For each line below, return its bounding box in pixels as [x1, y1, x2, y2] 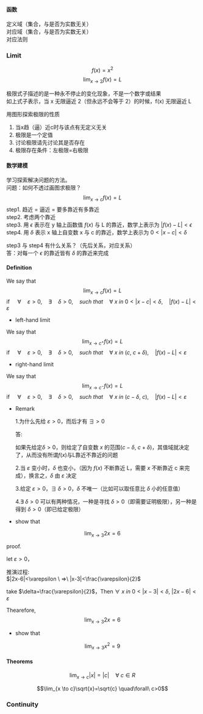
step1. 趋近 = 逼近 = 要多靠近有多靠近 [6, 206, 100, 213]
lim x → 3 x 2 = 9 [84, 641, 121, 651]
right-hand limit [15, 360, 54, 368]
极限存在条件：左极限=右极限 [15, 146, 89, 154]
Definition [6, 264, 32, 271]
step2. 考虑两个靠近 [6, 213, 56, 220]
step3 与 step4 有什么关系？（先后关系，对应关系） [6, 242, 136, 249]
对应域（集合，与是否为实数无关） [6, 28, 92, 35]
